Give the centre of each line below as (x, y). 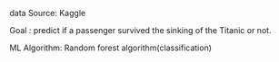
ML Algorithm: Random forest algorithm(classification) (110, 48)
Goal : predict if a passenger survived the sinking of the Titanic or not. (140, 30)
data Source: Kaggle (48, 13)
